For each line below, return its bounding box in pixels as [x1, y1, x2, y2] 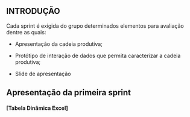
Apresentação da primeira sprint [6, 87, 131, 98]
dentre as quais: [6, 28, 46, 36]
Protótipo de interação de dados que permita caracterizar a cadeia [14, 52, 181, 59]
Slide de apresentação [14, 70, 71, 77]
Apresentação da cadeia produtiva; [14, 40, 103, 48]
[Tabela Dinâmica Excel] [6, 104, 68, 112]
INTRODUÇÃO [6, 6, 60, 16]
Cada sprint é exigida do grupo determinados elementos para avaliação [6, 22, 184, 30]
